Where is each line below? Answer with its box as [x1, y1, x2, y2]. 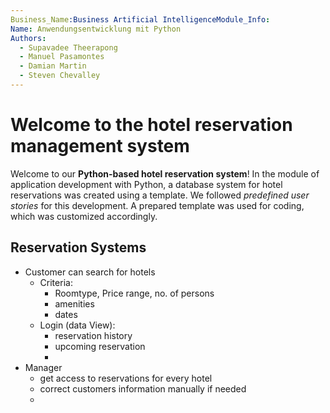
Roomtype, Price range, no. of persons [54, 287, 215, 299]
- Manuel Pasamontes [19, 52, 105, 62]
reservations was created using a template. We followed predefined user [10, 189, 310, 201]
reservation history [54, 329, 133, 341]
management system [10, 135, 190, 158]
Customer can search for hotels [24, 266, 156, 278]
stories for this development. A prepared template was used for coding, [10, 199, 305, 211]
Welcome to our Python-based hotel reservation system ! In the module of [10, 167, 320, 180]
